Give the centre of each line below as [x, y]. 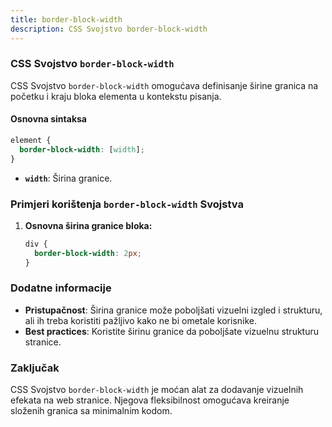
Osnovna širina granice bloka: [88, 225]
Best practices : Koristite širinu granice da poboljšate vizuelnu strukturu [171, 331]
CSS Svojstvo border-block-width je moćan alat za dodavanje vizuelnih [157, 390]
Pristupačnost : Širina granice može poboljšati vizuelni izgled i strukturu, [173, 310]
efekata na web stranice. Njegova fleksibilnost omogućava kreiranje [150, 400]
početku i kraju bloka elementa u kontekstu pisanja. [116, 96]
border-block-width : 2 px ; [88, 253]
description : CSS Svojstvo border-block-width [109, 29]
